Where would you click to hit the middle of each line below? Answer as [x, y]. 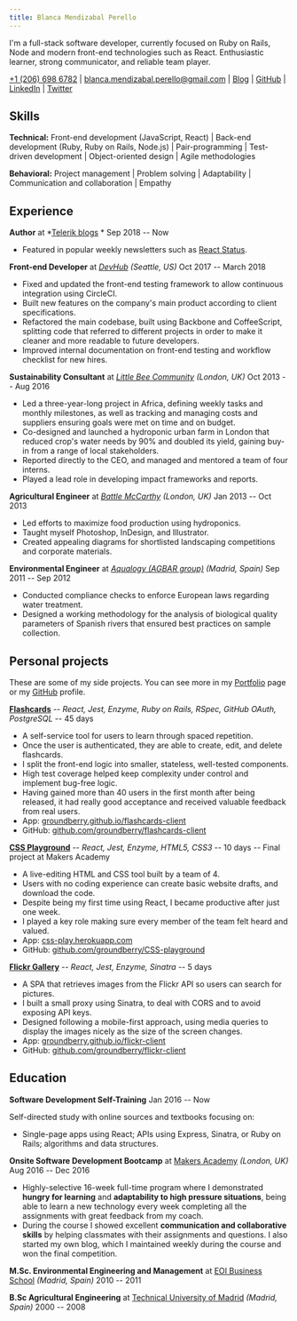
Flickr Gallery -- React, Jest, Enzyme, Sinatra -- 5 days [111, 967]
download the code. [59, 893]
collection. [41, 633]
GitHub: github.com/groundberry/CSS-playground [113, 950]
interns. [36, 470]
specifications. [49, 313]
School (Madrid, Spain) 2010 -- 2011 [75, 1280]
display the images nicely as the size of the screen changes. [132, 1031]
